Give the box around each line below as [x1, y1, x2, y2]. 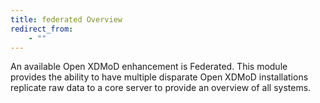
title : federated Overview [10, 14, 123, 25]
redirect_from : [10, 24, 74, 34]
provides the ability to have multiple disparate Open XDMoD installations [10, 71, 309, 83]
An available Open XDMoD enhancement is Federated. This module [10, 61, 288, 73]
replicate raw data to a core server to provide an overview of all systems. [10, 82, 312, 94]
